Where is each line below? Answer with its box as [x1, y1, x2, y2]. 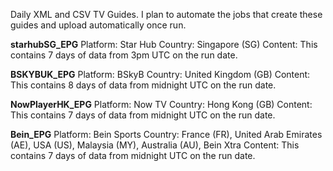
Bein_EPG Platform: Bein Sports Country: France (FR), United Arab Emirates [10, 129, 323, 140]
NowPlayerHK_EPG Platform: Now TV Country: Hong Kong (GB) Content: [10, 99, 313, 110]
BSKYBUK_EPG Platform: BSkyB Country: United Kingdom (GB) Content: [10, 69, 311, 80]
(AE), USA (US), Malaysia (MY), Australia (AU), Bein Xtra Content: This [10, 139, 300, 151]
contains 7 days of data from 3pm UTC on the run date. [10, 49, 238, 61]
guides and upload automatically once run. [10, 19, 187, 31]
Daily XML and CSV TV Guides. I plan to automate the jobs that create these [10, 9, 323, 20]
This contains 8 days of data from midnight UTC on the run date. [10, 79, 277, 91]
